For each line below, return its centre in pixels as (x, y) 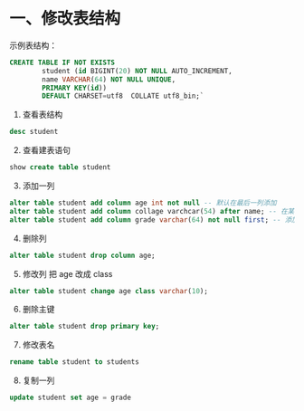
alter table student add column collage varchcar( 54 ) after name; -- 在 (148, 211)
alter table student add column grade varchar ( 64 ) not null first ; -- (145, 220)
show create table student (60, 167)
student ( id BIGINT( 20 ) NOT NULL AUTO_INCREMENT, (137, 71)
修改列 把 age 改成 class (67, 273)
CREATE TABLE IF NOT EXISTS (62, 62)
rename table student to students (75, 362)
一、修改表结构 (65, 19)
